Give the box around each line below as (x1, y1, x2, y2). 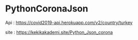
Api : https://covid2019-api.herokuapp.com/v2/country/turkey (5, 19, 133, 25)
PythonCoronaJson (5, 3, 88, 14)
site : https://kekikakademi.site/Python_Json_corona (5, 29, 113, 35)
